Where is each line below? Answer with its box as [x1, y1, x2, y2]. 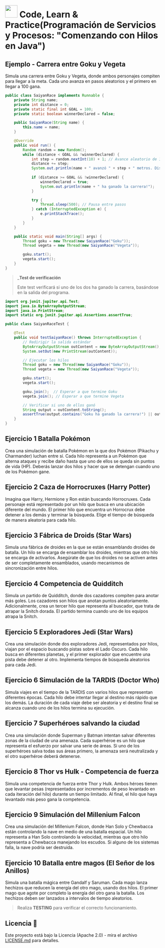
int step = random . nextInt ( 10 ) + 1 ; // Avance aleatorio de [31, 157, 157, 162]
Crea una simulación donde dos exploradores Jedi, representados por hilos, [5, 641, 159, 647]
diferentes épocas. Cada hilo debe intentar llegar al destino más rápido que [5, 694, 158, 700]
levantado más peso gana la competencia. [5, 796, 91, 802]
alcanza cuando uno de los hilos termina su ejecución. [5, 705, 115, 711]
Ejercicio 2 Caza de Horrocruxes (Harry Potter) [5, 483, 151, 491]
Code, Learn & [19, 9, 79, 20]
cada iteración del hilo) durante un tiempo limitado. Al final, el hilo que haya [5, 791, 157, 797]
